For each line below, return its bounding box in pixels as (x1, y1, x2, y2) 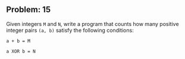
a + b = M (6, 38, 31, 44)
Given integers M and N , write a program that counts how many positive (6, 20, 180, 27)
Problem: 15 (6, 5, 51, 15)
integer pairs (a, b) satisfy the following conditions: (6, 27, 134, 34)
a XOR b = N (6, 48, 36, 54)
